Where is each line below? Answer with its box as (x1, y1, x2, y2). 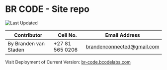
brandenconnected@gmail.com (85, 43, 160, 50)
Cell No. (58, 31, 77, 38)
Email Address (105, 31, 140, 38)
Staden (7, 46, 25, 53)
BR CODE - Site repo (5, 3, 89, 15)
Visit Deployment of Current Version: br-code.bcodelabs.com (5, 59, 131, 65)
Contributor (14, 31, 43, 38)
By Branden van (7, 40, 45, 47)
